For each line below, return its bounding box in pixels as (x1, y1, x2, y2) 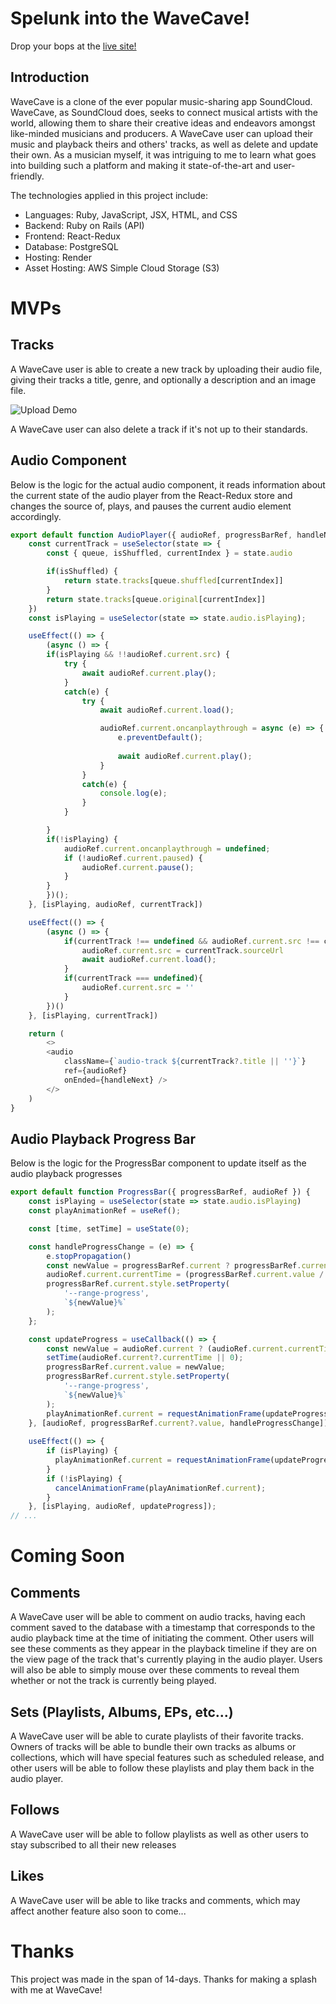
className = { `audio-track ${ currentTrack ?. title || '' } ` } (63, 1057, 307, 1067)
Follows (10, 1802, 60, 1819)
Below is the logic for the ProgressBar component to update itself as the (10, 1157, 307, 1169)
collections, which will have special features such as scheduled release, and (10, 1751, 325, 1763)
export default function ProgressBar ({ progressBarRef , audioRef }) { (10, 1187, 311, 1197)
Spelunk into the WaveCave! (10, 7, 250, 30)
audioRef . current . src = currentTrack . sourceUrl (81, 945, 284, 956)
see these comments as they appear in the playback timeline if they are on (10, 1643, 317, 1655)
